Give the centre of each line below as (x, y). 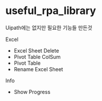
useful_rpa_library (51, 11)
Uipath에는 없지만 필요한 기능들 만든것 (49, 27)
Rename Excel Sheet (38, 69)
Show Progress (32, 92)
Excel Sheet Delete (36, 50)
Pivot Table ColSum (37, 57)
